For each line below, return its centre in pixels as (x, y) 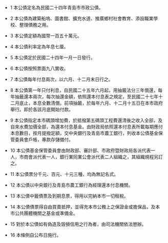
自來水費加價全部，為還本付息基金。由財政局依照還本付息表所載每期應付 (86, 127)
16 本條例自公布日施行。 (36, 235)
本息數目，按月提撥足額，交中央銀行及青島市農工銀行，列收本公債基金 (84, 133)
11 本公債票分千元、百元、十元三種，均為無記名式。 (64, 174)
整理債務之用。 (35, 25)
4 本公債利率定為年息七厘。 (39, 47)
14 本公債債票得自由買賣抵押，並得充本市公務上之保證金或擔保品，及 (83, 207)
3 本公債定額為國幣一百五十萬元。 (46, 36)
